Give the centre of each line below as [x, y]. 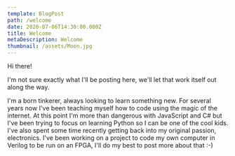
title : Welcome [29, 33]
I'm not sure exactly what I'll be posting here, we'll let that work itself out [112, 80]
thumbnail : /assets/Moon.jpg [50, 46]
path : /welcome [29, 20]
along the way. [28, 87]
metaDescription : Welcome [45, 40]
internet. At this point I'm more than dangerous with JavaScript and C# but [115, 115]
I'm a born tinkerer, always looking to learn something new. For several [109, 101]
